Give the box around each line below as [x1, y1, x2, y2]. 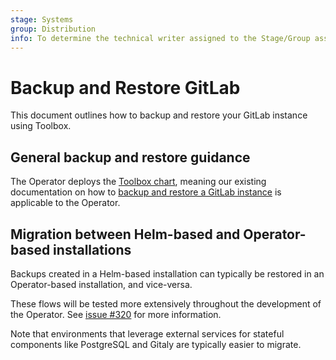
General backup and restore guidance [10, 149, 251, 166]
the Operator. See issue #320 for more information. [10, 308, 222, 320]
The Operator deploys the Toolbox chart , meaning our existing [10, 176, 267, 188]
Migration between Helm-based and [10, 226, 241, 243]
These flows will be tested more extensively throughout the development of [10, 297, 322, 310]
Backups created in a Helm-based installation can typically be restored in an [10, 267, 325, 280]
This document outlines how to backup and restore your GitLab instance [10, 109, 308, 121]
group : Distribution [10, 24, 97, 34]
